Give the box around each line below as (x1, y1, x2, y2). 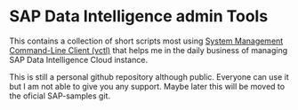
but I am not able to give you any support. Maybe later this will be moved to (9, 81, 286, 91)
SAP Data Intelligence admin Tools (9, 6, 269, 27)
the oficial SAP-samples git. (9, 90, 111, 101)
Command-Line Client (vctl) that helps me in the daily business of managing (9, 44, 288, 55)
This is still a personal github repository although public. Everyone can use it (9, 71, 289, 82)
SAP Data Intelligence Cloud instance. (9, 54, 149, 65)
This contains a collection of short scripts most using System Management (9, 35, 284, 46)
